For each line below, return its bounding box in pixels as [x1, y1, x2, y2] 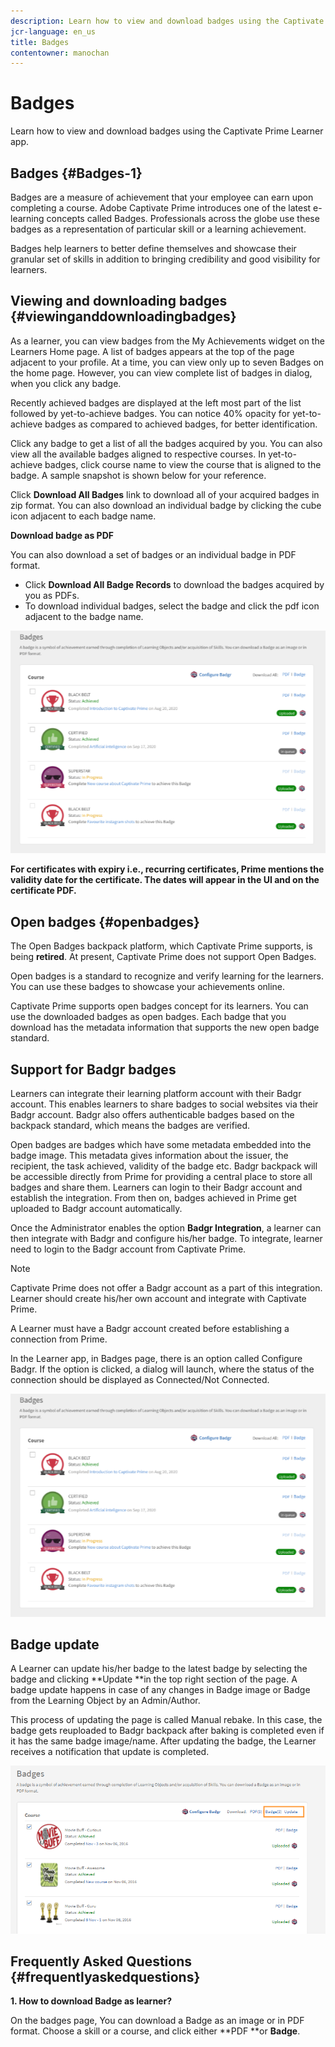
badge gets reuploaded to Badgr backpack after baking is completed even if [10, 1725, 325, 1737]
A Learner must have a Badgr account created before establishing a [10, 1323, 290, 1334]
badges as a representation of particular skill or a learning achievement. [10, 223, 307, 235]
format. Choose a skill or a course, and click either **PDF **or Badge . [10, 2025, 301, 2037]
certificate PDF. [10, 885, 77, 897]
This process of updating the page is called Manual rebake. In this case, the [10, 1714, 323, 1726]
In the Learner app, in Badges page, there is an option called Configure [10, 1353, 303, 1364]
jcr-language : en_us [10, 26, 97, 37]
